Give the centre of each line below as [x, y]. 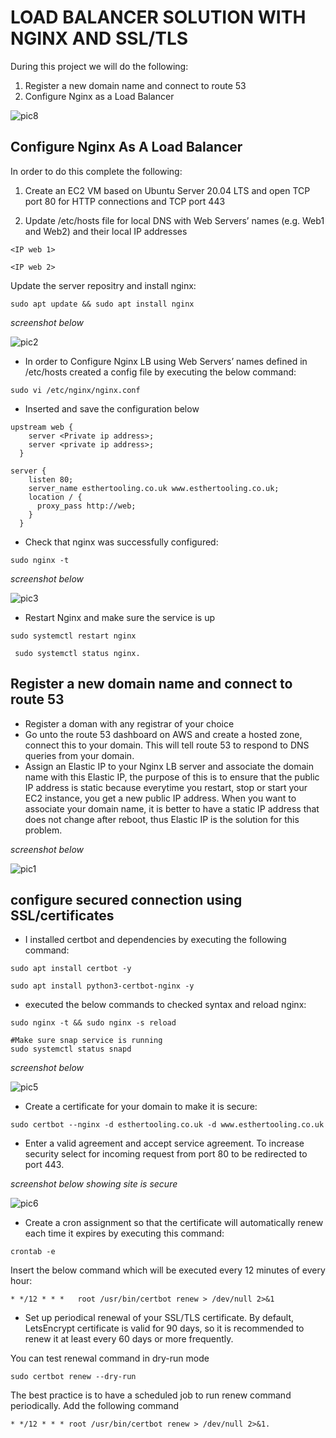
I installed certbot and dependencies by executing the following [155, 940]
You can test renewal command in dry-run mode [110, 1358]
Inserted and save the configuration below [112, 408]
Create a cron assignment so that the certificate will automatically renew [174, 1223]
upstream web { [42, 427]
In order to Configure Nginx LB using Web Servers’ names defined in [166, 361]
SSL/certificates [62, 915]
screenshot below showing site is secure [94, 1184]
